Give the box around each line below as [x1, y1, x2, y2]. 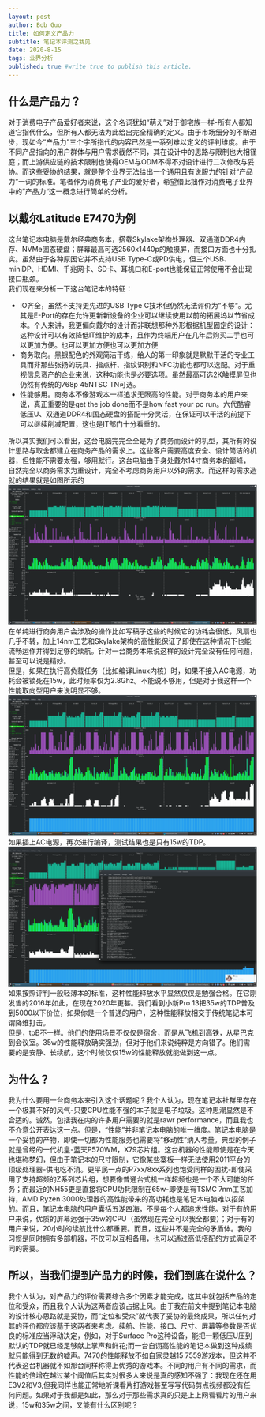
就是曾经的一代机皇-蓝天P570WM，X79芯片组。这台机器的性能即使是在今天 [8, 1144, 255, 1154]
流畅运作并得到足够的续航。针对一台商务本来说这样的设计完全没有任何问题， [8, 646, 257, 656]
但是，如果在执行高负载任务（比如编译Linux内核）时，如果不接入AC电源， [8, 666, 250, 675]
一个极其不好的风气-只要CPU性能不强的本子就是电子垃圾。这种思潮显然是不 [8, 1105, 255, 1114]
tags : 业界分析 [8, 54, 54, 62]
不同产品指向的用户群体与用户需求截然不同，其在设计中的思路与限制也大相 [8, 147, 250, 156]
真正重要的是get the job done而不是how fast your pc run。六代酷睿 [33, 399, 252, 408]
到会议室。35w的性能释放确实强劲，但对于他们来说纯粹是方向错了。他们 [8, 1038, 244, 1047]
